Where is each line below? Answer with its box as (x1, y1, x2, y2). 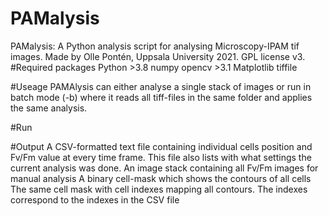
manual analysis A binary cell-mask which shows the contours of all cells (10, 172, 312, 184)
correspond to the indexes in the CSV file (10, 193, 180, 206)
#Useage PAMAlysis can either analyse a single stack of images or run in (10, 80, 312, 92)
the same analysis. (10, 102, 88, 114)
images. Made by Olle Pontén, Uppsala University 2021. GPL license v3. (10, 50, 306, 62)
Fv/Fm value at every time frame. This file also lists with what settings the (10, 151, 312, 163)
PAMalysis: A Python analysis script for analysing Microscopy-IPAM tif (10, 40, 300, 52)
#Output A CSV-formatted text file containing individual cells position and (10, 140, 313, 152)
